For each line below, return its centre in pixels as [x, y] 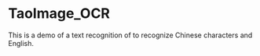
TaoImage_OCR [59, 14]
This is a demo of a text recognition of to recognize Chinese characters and [130, 35]
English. [21, 43]
